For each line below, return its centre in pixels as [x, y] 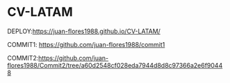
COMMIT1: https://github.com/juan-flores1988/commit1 [86, 44]
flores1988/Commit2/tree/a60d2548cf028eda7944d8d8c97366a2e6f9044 [115, 65]
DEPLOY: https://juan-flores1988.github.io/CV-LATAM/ [84, 31]
